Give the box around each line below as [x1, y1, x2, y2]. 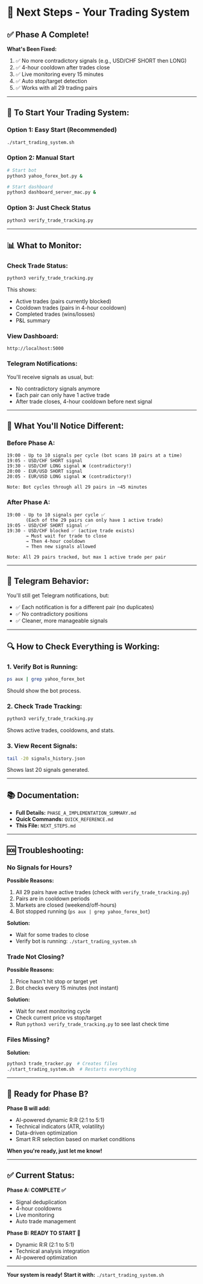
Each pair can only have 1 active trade [15, 391, 110, 398]
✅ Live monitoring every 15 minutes [15, 70, 104, 78]
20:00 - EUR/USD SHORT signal [7, 468, 83, 475]
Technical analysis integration [15, 1247, 90, 1254]
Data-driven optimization [15, 1129, 78, 1136]
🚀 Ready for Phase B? [7, 1089, 89, 1099]
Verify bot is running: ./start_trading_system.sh [15, 937, 137, 945]
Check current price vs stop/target [15, 1014, 102, 1021]
